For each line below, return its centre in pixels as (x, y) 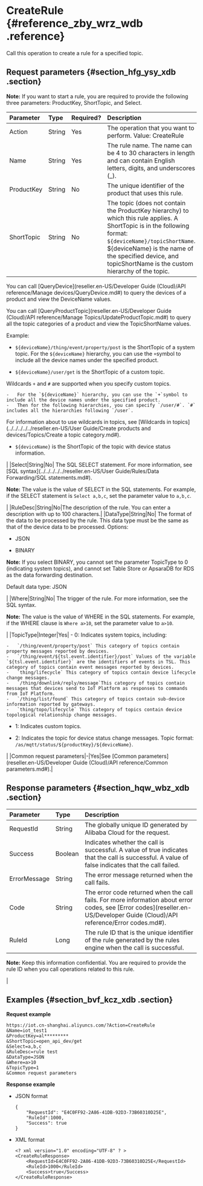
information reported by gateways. (51, 704)
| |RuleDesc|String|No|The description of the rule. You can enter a (89, 508)
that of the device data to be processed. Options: (67, 527)
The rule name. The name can (150, 145)
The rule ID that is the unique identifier (139, 933)
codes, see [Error (109, 907)
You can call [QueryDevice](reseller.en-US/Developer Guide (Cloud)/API (96, 286)
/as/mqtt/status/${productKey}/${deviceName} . (74, 744)
